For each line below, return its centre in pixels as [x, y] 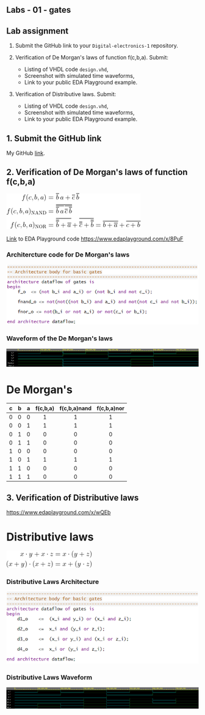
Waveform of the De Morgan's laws [59, 339]
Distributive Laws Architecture [53, 582]
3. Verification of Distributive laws [73, 497]
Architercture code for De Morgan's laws [68, 255]
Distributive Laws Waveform [49, 677]
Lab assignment [38, 31]
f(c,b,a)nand [76, 408]
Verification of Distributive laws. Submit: [66, 94]
